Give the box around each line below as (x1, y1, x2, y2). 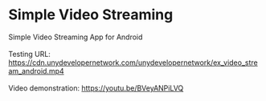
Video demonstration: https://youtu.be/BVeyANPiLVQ (8, 83, 184, 93)
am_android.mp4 (8, 66, 64, 75)
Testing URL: (8, 49, 51, 59)
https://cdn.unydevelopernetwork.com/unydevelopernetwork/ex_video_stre (8, 58, 259, 67)
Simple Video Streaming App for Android (8, 32, 143, 42)
